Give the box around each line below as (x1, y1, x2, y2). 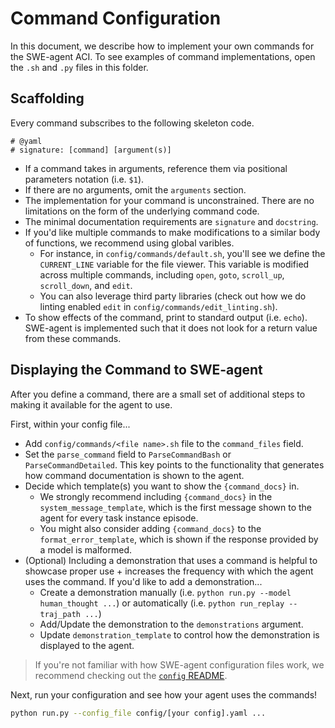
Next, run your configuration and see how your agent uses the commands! (10, 688, 318, 701)
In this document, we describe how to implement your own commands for (10, 40, 315, 52)
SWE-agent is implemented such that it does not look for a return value (24, 322, 318, 334)
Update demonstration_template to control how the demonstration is (39, 628, 320, 641)
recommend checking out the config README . (34, 669, 228, 681)
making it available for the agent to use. (10, 398, 173, 411)
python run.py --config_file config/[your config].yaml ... (10, 708, 267, 718)
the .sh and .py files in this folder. (10, 61, 149, 73)
